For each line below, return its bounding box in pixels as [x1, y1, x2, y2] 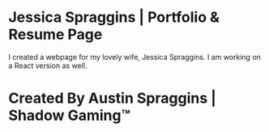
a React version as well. [8, 61, 88, 70]
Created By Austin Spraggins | [8, 89, 216, 108]
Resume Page [8, 25, 103, 44]
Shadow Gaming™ [8, 106, 131, 125]
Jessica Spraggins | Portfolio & [8, 8, 220, 27]
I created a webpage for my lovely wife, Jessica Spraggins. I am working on [8, 52, 262, 62]
